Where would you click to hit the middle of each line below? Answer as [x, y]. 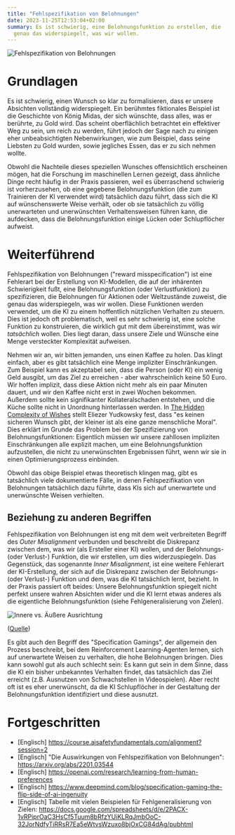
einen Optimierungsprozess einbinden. [63, 460]
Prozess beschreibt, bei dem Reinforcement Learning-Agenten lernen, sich [115, 649]
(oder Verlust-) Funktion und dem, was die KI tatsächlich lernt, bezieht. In [113, 579]
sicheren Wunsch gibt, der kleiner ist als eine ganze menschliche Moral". [112, 422]
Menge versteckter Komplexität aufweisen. [69, 342]
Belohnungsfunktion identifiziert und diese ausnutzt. [83, 694]
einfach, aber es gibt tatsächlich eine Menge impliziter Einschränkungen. [112, 363]
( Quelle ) [19, 628]
